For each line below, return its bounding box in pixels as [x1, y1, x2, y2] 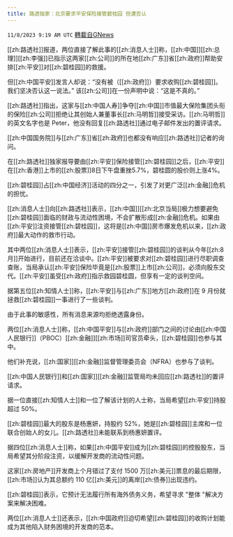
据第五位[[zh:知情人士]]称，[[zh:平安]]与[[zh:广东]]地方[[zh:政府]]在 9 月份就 [7, 286, 226, 294]
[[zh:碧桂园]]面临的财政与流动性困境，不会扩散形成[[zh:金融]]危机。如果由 [7, 213, 220, 221]
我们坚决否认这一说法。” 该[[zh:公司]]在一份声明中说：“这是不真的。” [7, 86, 200, 94]
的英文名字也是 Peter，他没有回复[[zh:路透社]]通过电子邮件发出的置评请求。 [7, 118, 225, 127]
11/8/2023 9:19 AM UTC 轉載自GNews [7, 30, 114, 38]
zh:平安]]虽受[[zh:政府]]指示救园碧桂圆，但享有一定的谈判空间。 [24, 271, 208, 280]
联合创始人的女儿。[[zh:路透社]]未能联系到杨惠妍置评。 [7, 428, 166, 436]
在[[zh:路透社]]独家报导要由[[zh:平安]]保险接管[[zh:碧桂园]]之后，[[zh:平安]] [7, 157, 225, 165]
